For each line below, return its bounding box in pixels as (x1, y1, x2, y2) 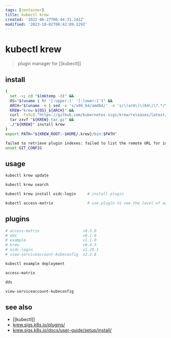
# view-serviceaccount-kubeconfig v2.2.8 (5, 252, 97, 257)
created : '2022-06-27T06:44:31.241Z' (5, 17, 85, 22)
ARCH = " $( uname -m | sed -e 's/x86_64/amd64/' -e (10, 103, 115, 108)
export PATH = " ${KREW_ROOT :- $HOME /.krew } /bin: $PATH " (5, 131, 117, 137)
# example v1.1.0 (5, 238, 97, 243)
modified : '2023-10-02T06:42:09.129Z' (5, 21, 88, 27)
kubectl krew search (5, 182, 49, 188)
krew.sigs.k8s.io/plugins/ (12, 322, 65, 328)
